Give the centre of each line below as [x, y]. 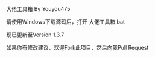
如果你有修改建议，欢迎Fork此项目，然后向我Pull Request [77, 48]
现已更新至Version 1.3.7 [35, 35]
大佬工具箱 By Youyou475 [38, 9]
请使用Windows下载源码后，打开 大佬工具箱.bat [66, 22]
